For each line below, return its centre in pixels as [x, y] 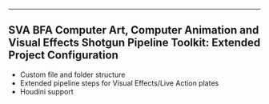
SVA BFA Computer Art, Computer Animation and [134, 30]
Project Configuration [63, 56]
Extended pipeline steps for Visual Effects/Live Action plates [119, 83]
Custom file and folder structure [72, 74]
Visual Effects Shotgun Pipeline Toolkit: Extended [134, 43]
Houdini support [46, 91]
